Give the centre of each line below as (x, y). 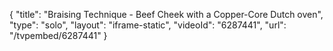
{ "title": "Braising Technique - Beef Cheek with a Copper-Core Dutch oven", (166, 14)
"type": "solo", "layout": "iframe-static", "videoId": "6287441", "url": (148, 25)
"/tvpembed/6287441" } (58, 35)
